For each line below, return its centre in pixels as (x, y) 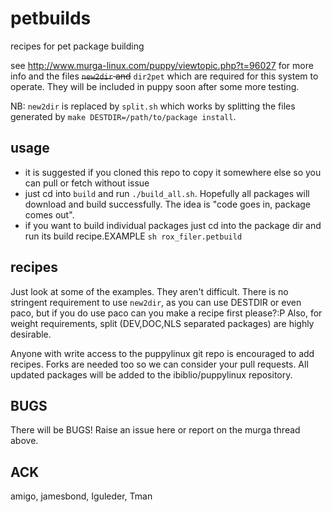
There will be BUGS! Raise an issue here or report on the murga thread (155, 430)
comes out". (49, 214)
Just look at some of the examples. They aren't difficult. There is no (149, 291)
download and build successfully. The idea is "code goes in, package (167, 204)
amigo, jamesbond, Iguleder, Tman (81, 496)
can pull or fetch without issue (87, 183)
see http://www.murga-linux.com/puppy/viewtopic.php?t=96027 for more (162, 65)
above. (24, 441)
